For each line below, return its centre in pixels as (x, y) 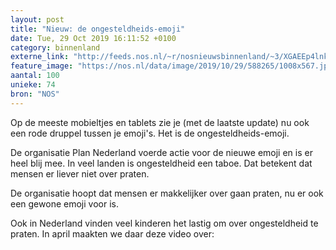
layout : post (37, 19)
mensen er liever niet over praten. (80, 173)
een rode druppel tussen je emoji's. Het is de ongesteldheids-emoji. (150, 133)
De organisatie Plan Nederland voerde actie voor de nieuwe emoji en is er (161, 152)
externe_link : (40, 57)
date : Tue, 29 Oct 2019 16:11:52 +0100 (93, 38)
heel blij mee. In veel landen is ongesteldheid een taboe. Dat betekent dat (161, 163)
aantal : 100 (35, 76)
